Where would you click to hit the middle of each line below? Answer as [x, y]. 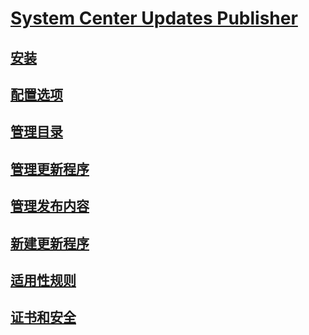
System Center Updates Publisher [154, 18]
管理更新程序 [50, 168]
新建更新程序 [50, 243]
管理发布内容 [50, 206]
